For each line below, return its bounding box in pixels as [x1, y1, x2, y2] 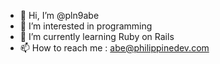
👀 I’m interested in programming [19, 20, 153, 32]
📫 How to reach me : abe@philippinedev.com [19, 42, 210, 54]
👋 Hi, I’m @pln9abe [19, 10, 100, 21]
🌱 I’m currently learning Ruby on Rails [19, 31, 175, 42]
